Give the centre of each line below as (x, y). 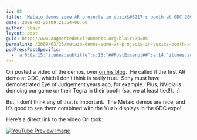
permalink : (19, 45)
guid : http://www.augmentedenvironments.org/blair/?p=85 (77, 39)
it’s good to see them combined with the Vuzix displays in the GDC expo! (94, 108)
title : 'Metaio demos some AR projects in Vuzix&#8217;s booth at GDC (94, 17)
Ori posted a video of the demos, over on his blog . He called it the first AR (96, 71)
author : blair (23, 28)
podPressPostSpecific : (34, 50)
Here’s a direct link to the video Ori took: (55, 119)
